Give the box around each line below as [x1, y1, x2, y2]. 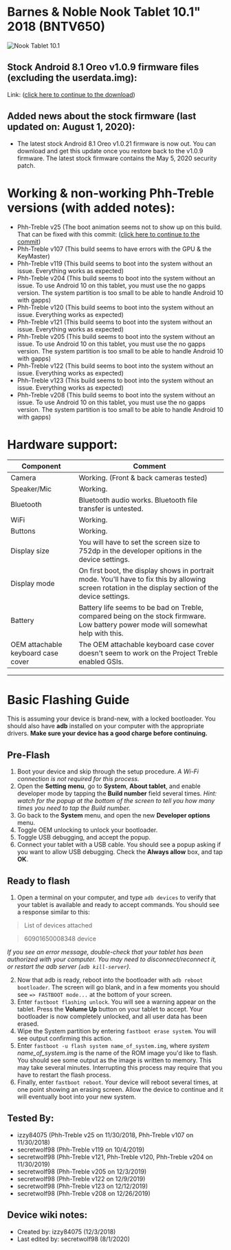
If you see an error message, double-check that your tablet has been [7, 948, 203, 956]
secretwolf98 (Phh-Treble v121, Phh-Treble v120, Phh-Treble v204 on [16, 1152, 213, 1161]
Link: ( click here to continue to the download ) [7, 90, 135, 98]
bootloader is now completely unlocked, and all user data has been [16, 1012, 208, 1020]
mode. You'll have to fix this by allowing [78, 575, 206, 584]
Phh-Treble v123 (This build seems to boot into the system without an [16, 376, 214, 384]
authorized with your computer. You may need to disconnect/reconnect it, [7, 955, 217, 963]
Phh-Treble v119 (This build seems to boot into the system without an [16, 259, 213, 267]
